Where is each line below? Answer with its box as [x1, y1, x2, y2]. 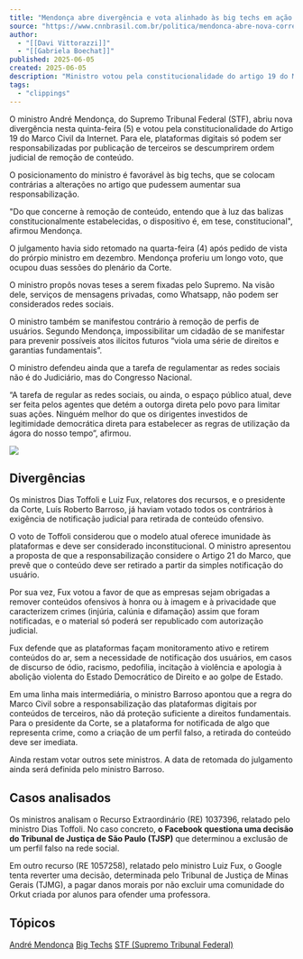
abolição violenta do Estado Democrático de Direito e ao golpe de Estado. [9, 671, 284, 682]
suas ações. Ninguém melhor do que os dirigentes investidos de [9, 408, 248, 420]
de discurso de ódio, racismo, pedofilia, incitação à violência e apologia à [9, 662, 282, 673]
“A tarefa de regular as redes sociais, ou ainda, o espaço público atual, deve [9, 389, 292, 400]
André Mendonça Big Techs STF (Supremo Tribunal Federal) [9, 939, 234, 950]
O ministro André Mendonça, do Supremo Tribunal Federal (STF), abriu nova [9, 114, 293, 124]
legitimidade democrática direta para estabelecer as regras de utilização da [9, 418, 290, 429]
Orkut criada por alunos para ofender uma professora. [9, 890, 211, 900]
